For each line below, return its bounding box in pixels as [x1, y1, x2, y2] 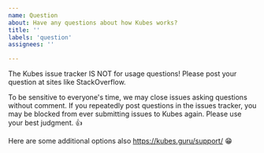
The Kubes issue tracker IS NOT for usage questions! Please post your [8, 69, 237, 78]
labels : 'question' [8, 33, 73, 42]
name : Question [8, 11, 58, 20]
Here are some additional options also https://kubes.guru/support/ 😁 [8, 137, 232, 146]
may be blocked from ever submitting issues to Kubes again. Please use [8, 109, 242, 118]
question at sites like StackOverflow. [8, 78, 126, 87]
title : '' [8, 26, 41, 34]
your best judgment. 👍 [8, 118, 83, 128]
